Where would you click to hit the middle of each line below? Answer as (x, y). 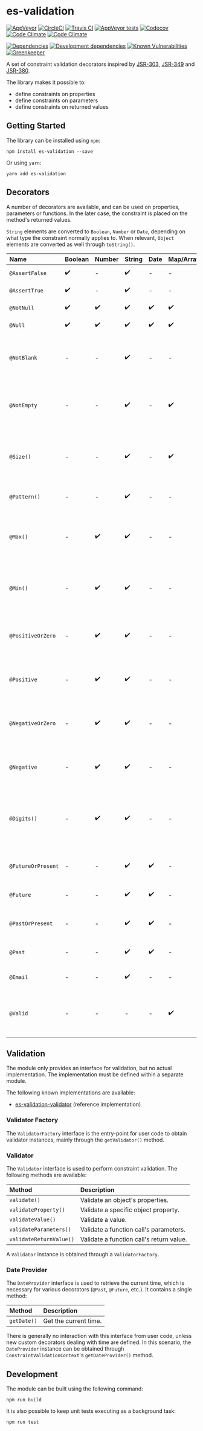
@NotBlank (23, 357)
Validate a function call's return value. (134, 1239)
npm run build (24, 1400)
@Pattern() (25, 496)
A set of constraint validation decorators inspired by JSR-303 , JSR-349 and (101, 64)
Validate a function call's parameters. (133, 1229)
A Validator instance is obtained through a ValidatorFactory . (83, 1254)
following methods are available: (47, 1175)
